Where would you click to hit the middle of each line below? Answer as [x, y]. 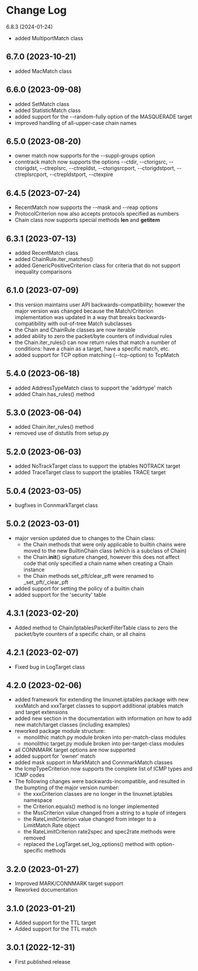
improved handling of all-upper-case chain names [76, 123]
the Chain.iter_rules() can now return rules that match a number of [95, 342]
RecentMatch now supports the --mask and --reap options [86, 207]
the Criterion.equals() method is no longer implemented [91, 806]
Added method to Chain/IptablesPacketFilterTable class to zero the [96, 628]
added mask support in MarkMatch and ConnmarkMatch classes [94, 763]
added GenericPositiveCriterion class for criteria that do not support [98, 265]
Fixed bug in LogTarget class [50, 667]
